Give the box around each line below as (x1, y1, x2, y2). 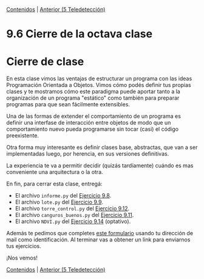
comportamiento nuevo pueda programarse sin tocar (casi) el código (6, 125, 179, 133)
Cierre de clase (6, 55, 84, 69)
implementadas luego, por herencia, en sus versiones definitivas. (6, 150, 169, 157)
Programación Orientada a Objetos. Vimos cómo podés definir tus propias (6, 81, 191, 89)
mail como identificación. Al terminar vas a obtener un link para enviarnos (6, 236, 191, 243)
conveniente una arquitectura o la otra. (6, 168, 103, 176)
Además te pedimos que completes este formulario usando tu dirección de (6, 230, 193, 237)
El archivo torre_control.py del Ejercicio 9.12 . (15, 205, 130, 212)
